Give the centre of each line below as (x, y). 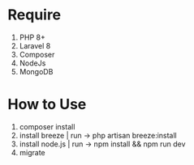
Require (34, 15)
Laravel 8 (35, 45)
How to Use (47, 105)
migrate (32, 152)
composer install (47, 126)
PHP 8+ (32, 37)
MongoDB (36, 71)
